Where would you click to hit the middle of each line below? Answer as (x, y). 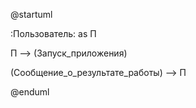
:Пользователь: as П (53, 33)
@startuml (31, 14)
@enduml (30, 92)
